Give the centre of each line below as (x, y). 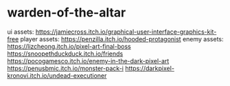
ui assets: (21, 32)
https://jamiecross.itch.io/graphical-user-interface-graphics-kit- (126, 32)
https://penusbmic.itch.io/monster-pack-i (65, 68)
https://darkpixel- (150, 68)
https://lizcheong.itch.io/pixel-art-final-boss (69, 46)
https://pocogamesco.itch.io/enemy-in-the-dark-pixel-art (88, 61)
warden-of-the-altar (67, 13)
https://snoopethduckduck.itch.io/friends (65, 54)
